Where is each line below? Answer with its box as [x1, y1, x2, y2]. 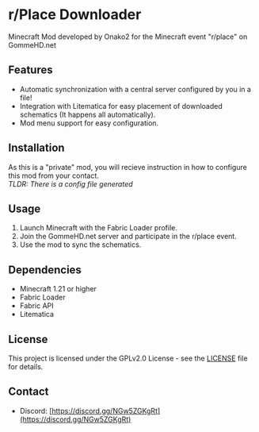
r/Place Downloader [8, 6, 142, 24]
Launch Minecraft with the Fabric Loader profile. [19, 223, 178, 233]
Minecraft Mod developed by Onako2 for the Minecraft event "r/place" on [8, 32, 248, 41]
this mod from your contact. [8, 171, 99, 180]
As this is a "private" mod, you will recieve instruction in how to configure [8, 162, 247, 172]
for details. [8, 362, 44, 371]
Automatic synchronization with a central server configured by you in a [19, 84, 252, 94]
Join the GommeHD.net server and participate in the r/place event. [19, 232, 238, 241]
